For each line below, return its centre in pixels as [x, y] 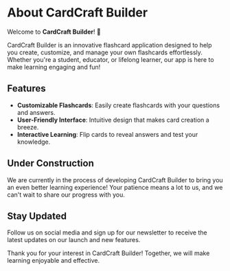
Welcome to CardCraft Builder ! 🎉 [54, 32]
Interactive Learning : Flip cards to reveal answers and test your [107, 134]
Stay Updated [37, 216]
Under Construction [50, 163]
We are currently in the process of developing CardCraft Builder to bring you [115, 180]
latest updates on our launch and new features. [74, 240]
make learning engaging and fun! [54, 67]
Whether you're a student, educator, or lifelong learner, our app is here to [111, 59]
